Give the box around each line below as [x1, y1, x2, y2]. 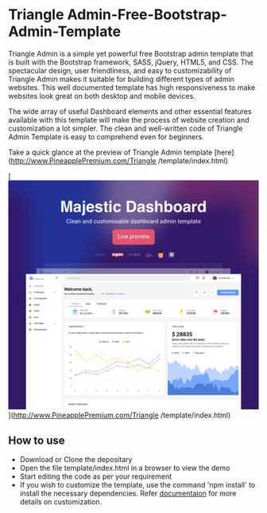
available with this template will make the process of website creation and [8, 115, 250, 124]
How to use [8, 433, 65, 447]
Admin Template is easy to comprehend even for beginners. [8, 131, 204, 141]
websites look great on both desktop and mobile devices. [8, 91, 196, 100]
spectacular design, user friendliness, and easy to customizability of [8, 65, 232, 75]
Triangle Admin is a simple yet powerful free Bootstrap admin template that [8, 49, 253, 58]
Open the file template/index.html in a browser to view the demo [19, 463, 230, 472]
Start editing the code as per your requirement [19, 472, 172, 481]
